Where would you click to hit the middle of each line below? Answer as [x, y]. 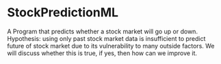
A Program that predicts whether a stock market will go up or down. [103, 31]
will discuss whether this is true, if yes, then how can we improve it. [102, 53]
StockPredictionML [63, 13]
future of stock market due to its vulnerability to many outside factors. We [111, 46]
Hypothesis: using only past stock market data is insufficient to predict [106, 38]
